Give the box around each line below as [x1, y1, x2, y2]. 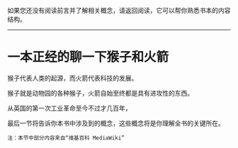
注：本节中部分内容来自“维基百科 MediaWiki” [7, 134, 125, 142]
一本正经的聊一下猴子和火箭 [7, 49, 169, 65]
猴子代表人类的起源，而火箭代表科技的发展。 [7, 74, 138, 82]
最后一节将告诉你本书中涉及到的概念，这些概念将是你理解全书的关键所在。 [7, 119, 225, 127]
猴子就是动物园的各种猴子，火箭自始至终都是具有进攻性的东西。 [7, 89, 193, 97]
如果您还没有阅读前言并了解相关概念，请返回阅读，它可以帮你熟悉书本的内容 [7, 6, 231, 14]
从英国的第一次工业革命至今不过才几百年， [7, 103, 132, 112]
